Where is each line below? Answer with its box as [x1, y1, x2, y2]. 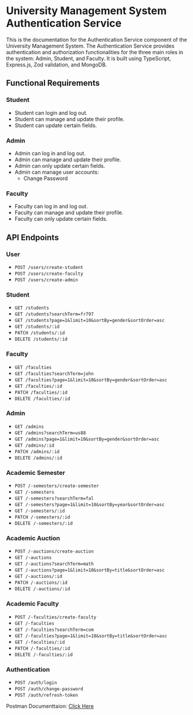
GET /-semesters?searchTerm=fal [14, 495, 94, 501]
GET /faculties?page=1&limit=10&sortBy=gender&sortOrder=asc [14, 377, 168, 383]
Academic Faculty [6, 600, 59, 608]
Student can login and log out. [14, 109, 88, 116]
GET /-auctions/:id [14, 574, 63, 580]
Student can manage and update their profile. [14, 115, 125, 122]
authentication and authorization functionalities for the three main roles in [6, 48, 184, 55]
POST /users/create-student [14, 264, 83, 270]
